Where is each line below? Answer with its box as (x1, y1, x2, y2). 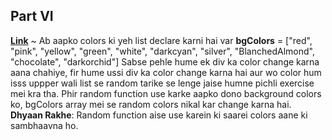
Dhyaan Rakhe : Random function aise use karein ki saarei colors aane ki (10, 109, 308, 121)
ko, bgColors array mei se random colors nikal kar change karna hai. (10, 98, 292, 110)
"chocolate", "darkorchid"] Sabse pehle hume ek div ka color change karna (10, 55, 320, 68)
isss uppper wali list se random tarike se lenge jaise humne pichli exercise (10, 77, 315, 89)
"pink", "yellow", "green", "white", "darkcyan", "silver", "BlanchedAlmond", (10, 45, 315, 57)
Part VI (10, 8, 54, 25)
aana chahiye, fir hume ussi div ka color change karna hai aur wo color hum (10, 66, 322, 78)
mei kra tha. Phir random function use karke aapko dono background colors (10, 87, 322, 99)
